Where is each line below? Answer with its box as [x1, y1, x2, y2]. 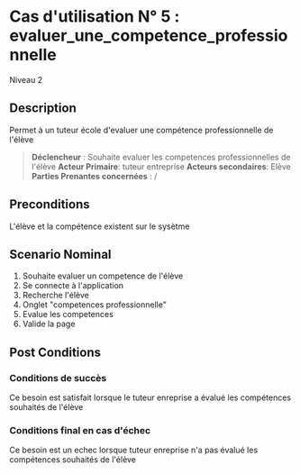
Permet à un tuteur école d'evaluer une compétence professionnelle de [9, 124, 274, 135]
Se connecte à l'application [22, 280, 124, 291]
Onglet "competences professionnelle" [22, 299, 167, 310]
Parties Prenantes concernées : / [31, 170, 158, 181]
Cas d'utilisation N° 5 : [9, 6, 180, 27]
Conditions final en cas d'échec [9, 424, 151, 436]
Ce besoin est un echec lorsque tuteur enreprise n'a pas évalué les [9, 444, 259, 456]
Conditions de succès [9, 371, 107, 384]
